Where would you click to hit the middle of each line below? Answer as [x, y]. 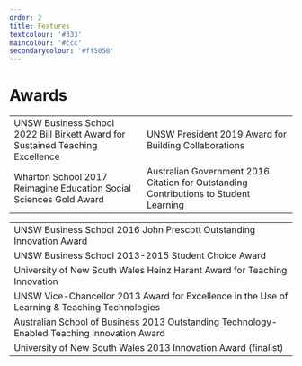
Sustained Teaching [56, 146]
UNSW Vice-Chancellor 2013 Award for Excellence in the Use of [151, 296]
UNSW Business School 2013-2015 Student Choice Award [140, 255]
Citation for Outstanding [197, 183]
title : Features [40, 26]
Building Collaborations [196, 146]
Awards [39, 96]
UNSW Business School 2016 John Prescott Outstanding [135, 230]
